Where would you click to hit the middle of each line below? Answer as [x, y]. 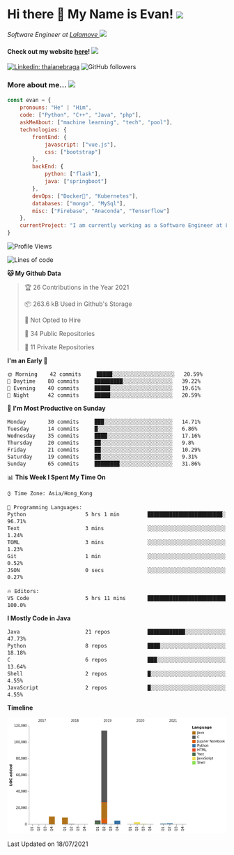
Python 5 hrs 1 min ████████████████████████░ [117, 515]
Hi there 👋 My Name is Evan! [91, 14]
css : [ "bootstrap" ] [72, 152]
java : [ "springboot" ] [76, 182]
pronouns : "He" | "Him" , [56, 108]
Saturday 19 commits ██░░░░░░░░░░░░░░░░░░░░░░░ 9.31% [102, 457]
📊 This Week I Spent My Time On [56, 477]
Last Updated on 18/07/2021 [48, 844]
